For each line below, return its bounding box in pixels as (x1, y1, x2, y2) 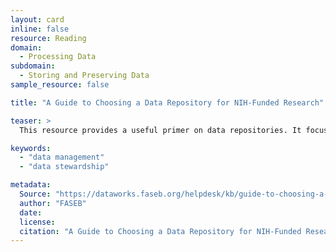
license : (19, 217, 56, 227)
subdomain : (10, 61, 56, 71)
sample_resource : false (10, 80, 110, 90)
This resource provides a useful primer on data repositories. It (19, 125, 302, 135)
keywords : (10, 143, 52, 153)
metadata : (10, 180, 52, 190)
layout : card (10, 14, 65, 25)
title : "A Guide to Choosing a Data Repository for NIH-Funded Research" (10, 97, 325, 108)
